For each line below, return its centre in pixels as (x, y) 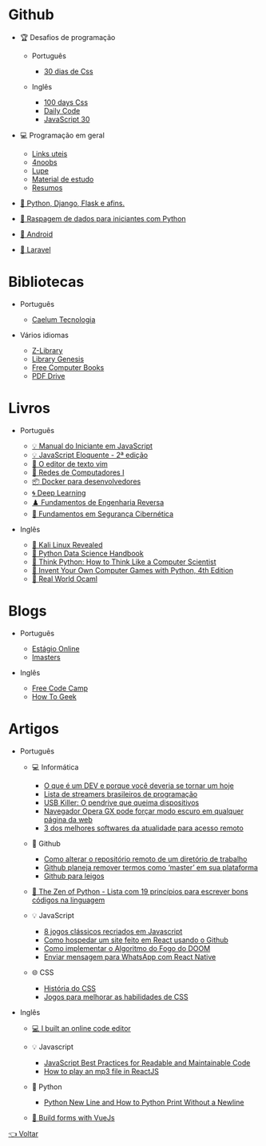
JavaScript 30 (67, 119)
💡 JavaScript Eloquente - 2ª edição (90, 455)
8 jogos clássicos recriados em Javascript (113, 931)
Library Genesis (58, 359)
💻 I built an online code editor (81, 1028)
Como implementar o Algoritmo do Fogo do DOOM (127, 948)
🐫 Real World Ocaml (65, 579)
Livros (29, 408)
